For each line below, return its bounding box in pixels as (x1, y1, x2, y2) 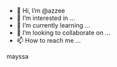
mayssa (6, 52, 29, 60)
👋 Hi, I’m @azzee (16, 7, 65, 15)
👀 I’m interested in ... (16, 14, 75, 22)
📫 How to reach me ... (16, 37, 81, 44)
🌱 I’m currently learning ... (16, 21, 91, 29)
